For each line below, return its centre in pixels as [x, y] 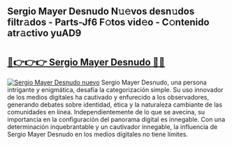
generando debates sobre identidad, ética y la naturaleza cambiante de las [115, 105]
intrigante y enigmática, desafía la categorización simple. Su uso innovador [115, 90]
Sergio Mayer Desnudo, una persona [154, 82]
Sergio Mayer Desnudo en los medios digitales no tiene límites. [98, 134]
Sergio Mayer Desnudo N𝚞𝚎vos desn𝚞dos [101, 12]
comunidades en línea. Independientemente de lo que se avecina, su [106, 112]
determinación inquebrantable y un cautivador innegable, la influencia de [113, 127]
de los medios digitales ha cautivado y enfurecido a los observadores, [108, 97]
